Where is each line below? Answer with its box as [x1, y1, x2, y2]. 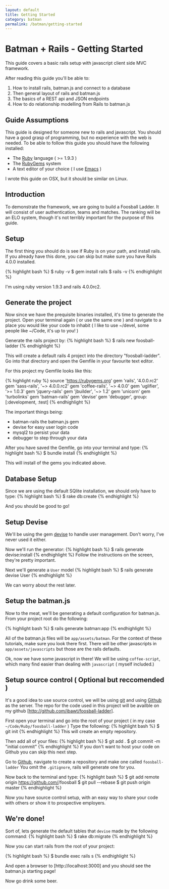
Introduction [5, 190, 45, 199]
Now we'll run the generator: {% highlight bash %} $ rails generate [5, 547, 144, 553]
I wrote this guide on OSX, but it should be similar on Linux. [5, 175, 128, 182]
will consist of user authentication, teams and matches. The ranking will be [5, 209, 160, 215]
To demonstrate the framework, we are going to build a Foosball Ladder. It [5, 203, 159, 210]
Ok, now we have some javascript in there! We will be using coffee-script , [5, 655, 160, 661]
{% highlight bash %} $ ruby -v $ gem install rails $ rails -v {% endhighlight [5, 269, 162, 275]
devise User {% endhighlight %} [5, 572, 72, 579]
